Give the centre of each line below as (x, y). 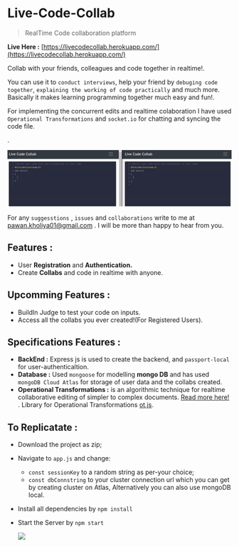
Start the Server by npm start (61, 523)
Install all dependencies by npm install (75, 509)
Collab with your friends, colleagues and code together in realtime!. (106, 68)
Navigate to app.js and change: (64, 458)
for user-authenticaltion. (53, 367)
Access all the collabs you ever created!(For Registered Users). (110, 320)
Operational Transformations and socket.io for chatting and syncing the (114, 119)
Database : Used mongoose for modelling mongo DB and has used (113, 375)
